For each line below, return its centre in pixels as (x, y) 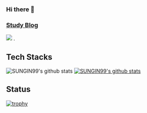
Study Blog (22, 25)
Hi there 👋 (21, 9)
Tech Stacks (29, 57)
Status (19, 89)
